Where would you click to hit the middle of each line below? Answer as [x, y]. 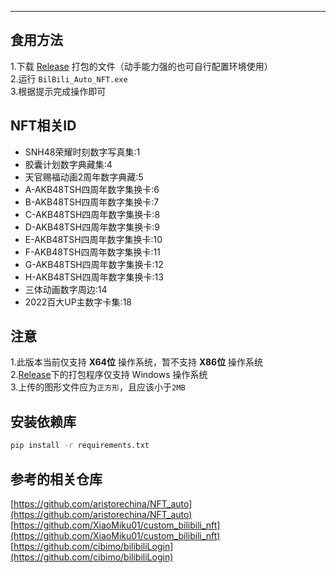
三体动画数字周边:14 [66, 289]
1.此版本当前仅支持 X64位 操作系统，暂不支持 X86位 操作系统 [137, 362]
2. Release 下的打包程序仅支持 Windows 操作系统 [109, 375]
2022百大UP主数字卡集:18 [78, 302]
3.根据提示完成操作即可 [58, 91]
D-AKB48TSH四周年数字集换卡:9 [92, 227]
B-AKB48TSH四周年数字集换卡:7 [92, 202]
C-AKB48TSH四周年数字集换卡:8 [92, 214]
